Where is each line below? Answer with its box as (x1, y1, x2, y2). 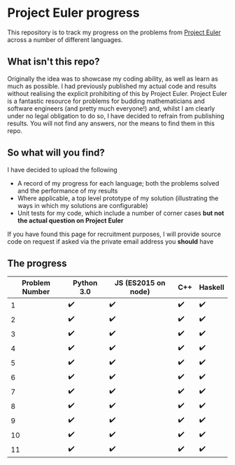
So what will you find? (7, 147, 105, 159)
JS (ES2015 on (114, 278, 166, 288)
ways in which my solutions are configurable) (17, 201, 148, 209)
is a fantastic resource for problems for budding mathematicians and (7, 97, 205, 105)
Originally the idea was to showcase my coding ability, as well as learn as (7, 74, 218, 83)
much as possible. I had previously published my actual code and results (7, 82, 217, 90)
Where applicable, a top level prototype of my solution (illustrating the (17, 194, 219, 202)
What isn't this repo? (7, 56, 100, 68)
